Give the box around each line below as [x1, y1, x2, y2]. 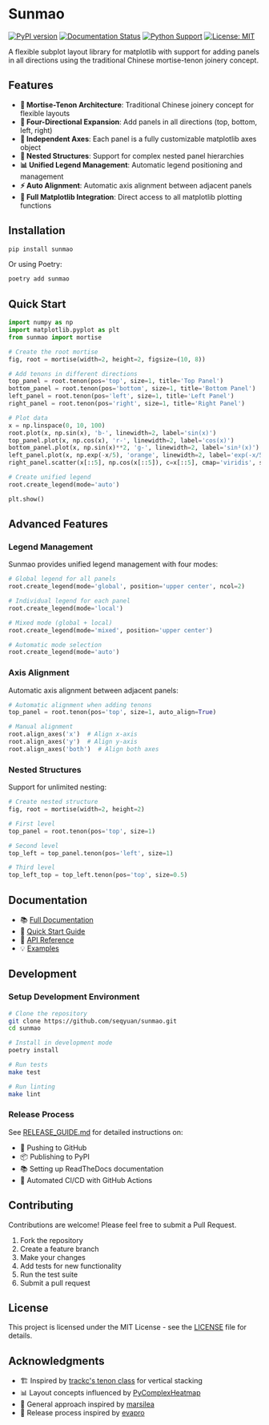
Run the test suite [19, 1270, 78, 1279]
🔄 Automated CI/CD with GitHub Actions [19, 1175, 153, 1185]
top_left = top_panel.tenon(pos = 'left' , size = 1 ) [8, 849, 174, 858]
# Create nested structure [8, 798, 98, 806]
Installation [8, 224, 66, 237]
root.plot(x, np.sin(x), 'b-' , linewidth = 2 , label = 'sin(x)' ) [8, 429, 217, 437]
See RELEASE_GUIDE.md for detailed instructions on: [8, 1127, 183, 1136]
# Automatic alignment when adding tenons [8, 700, 152, 709]
